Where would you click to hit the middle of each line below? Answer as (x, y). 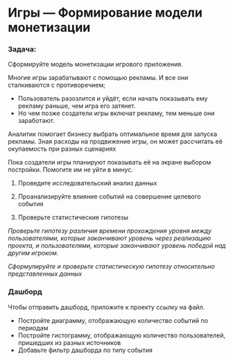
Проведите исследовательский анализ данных (87, 183)
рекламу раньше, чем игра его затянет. (77, 106)
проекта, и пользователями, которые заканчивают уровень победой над (117, 246)
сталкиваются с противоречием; (57, 85)
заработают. (36, 121)
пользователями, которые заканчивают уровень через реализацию (110, 238)
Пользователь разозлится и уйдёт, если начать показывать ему (113, 99)
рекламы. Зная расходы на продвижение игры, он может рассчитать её (115, 142)
